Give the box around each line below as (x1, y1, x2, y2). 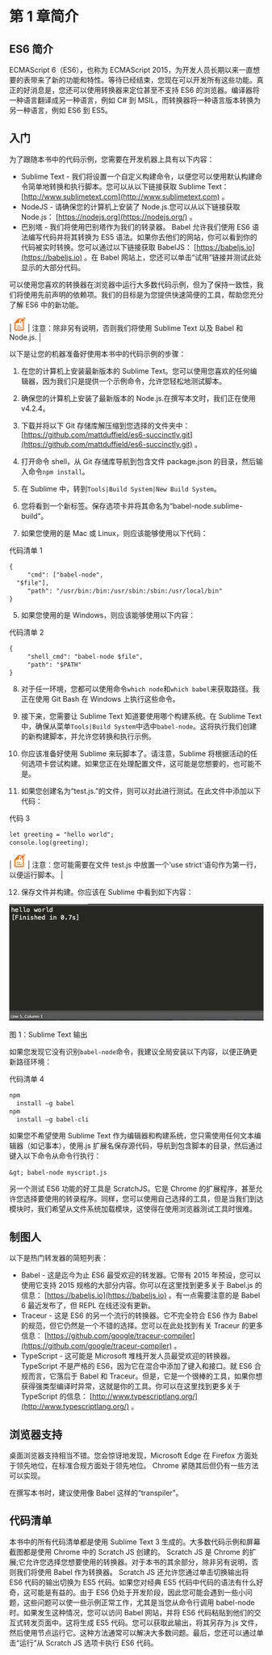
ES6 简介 (9, 42, 54, 56)
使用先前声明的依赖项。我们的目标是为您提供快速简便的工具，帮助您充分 (23, 289, 264, 299)
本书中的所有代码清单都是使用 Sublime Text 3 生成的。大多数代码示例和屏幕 (9, 1537, 261, 1547)
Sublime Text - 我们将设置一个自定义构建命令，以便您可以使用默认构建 (20, 171, 256, 181)
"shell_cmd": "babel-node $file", (27, 652, 144, 661)
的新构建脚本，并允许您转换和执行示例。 (20, 731, 156, 741)
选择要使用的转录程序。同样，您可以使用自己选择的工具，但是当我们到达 (23, 1194, 264, 1204)
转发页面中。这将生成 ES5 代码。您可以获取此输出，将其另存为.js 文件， (23, 1618, 262, 1628)
